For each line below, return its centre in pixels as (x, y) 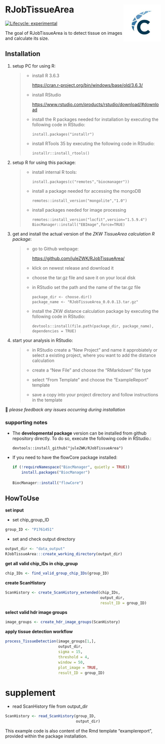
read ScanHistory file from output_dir (50, 706)
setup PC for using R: (34, 66)
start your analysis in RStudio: (42, 340)
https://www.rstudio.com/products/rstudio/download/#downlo (95, 104)
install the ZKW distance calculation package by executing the (95, 311)
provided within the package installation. (46, 736)
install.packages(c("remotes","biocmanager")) (81, 182)
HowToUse (22, 498)
